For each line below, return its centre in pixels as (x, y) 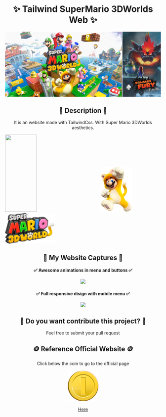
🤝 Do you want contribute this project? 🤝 (83, 321)
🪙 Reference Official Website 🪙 (83, 349)
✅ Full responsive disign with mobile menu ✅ (83, 293)
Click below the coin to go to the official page (83, 363)
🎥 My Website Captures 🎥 (83, 257)
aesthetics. (83, 128)
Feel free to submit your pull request (83, 333)
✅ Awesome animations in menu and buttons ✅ (83, 270)
